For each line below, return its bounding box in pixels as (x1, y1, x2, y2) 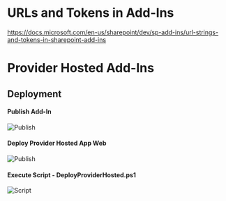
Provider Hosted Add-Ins (7, 60, 155, 76)
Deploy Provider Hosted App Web (7, 139, 107, 148)
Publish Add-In (7, 107, 52, 116)
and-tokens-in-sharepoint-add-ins (7, 35, 107, 43)
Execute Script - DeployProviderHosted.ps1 (7, 170, 136, 179)
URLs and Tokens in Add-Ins (7, 5, 174, 21)
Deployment (7, 88, 62, 99)
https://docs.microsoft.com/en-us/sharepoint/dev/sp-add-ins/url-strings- (7, 28, 218, 36)
